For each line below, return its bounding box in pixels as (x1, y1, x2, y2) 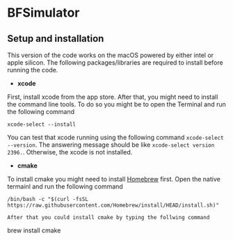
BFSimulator (7, 5, 80, 21)
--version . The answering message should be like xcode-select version (7, 141, 215, 149)
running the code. (7, 66, 58, 74)
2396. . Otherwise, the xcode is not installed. (7, 148, 133, 156)
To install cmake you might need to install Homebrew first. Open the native (7, 175, 220, 183)
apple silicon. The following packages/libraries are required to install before (7, 58, 224, 67)
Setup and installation (7, 33, 104, 45)
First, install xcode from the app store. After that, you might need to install (7, 93, 218, 101)
